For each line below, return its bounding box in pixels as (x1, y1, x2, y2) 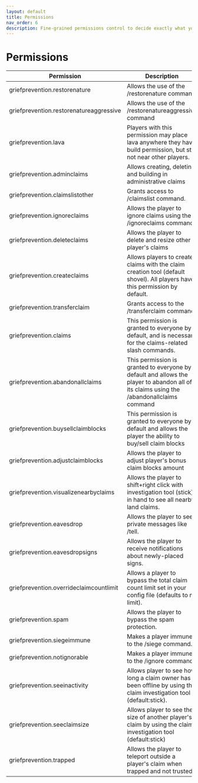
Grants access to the (126, 299, 184, 308)
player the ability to (126, 432, 180, 440)
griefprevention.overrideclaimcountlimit (9, 584, 118, 592)
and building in (126, 170, 168, 178)
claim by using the (126, 720, 178, 729)
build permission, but (126, 146, 186, 154)
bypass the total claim (126, 576, 187, 585)
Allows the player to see (126, 513, 193, 521)
